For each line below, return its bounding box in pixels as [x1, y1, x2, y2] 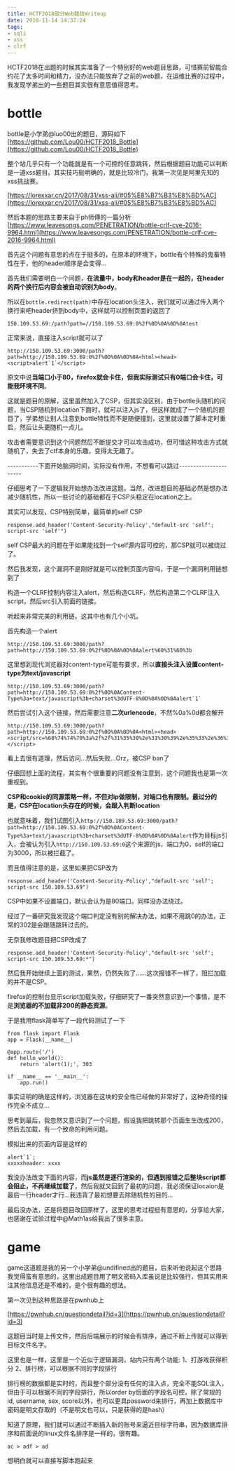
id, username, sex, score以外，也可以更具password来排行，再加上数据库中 [7, 1397, 223, 1405]
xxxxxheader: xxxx [7, 1160, 61, 1167]
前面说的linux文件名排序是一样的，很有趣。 [19, 1429, 143, 1437]
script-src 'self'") [7, 528, 68, 535]
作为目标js [192, 831, 222, 839]
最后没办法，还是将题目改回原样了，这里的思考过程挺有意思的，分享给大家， [7, 1205, 228, 1214]
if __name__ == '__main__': [7, 1073, 90, 1080]
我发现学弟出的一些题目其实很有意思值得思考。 [7, 81, 142, 88]
